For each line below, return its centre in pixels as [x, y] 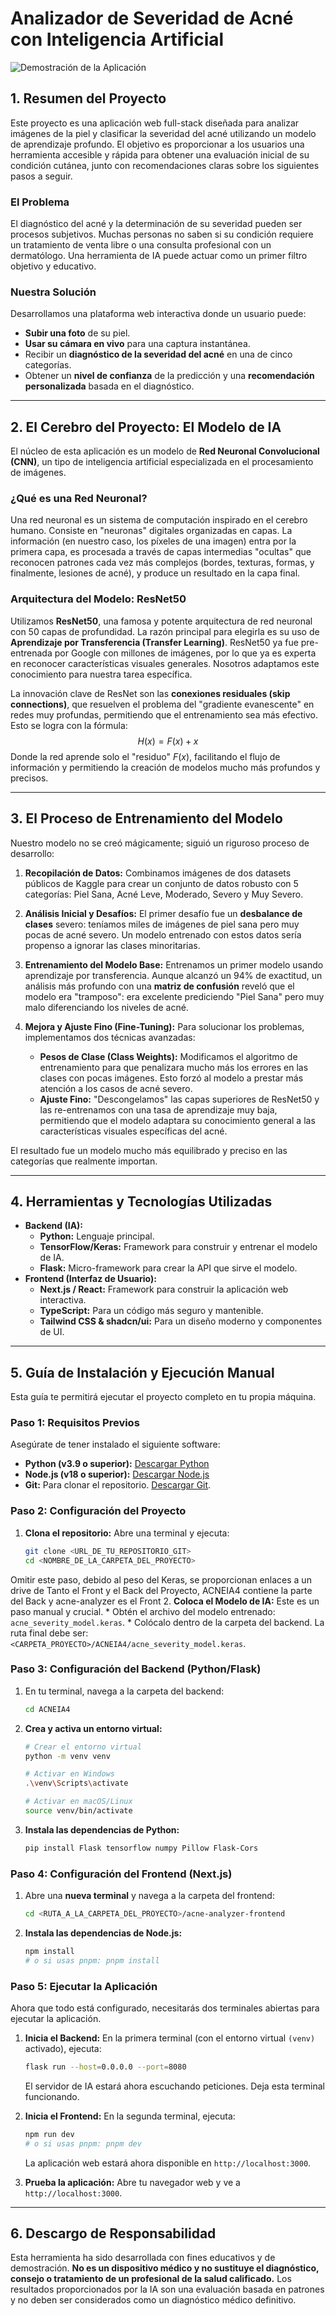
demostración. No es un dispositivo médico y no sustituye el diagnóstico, [165, 2268]
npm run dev [49, 2134]
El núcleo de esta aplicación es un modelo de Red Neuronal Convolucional [165, 451]
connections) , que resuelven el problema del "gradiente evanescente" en [162, 704]
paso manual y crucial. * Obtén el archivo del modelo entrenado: [143, 1611]
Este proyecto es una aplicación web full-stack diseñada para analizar [155, 123]
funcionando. [52, 2096]
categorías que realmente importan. [84, 1161]
